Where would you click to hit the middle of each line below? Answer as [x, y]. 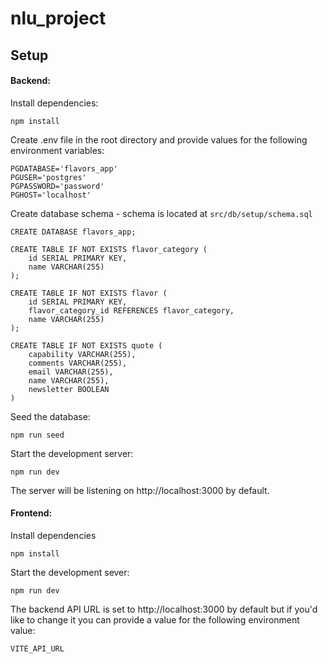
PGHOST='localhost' [51, 195]
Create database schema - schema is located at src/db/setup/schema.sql [161, 213]
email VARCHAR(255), [71, 372]
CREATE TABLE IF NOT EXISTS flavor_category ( [109, 249]
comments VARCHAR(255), [78, 363]
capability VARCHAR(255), [82, 354]
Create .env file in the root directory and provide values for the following [159, 139]
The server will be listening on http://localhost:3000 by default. [140, 490]
